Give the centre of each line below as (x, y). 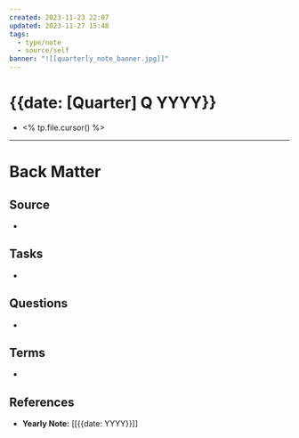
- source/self (43, 51)
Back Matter (55, 172)
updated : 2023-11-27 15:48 (59, 26)
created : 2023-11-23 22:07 (59, 17)
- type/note (40, 42)
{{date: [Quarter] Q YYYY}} (113, 103)
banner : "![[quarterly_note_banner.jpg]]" (89, 59)
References (42, 402)
